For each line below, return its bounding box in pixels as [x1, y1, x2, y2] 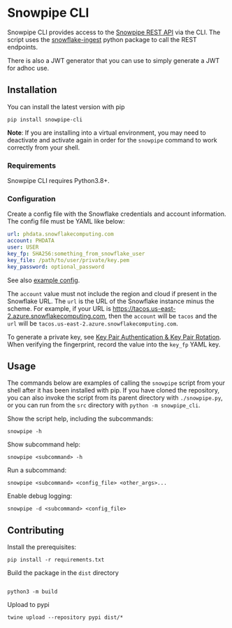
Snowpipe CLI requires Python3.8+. [7, 177, 110, 185]
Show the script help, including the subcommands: [7, 414, 154, 423]
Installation [7, 84, 57, 96]
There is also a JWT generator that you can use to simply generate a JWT [7, 56, 220, 64]
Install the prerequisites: [7, 543, 77, 551]
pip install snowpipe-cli [7, 116, 82, 123]
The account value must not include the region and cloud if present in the [7, 289, 217, 298]
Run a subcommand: [7, 466, 67, 474]
